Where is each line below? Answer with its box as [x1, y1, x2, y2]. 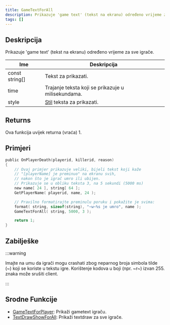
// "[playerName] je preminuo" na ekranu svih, [14, 172, 116, 177]
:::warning [5, 250, 26, 256]
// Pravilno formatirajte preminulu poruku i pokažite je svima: [14, 199, 155, 205]
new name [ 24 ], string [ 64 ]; [14, 186, 80, 191]
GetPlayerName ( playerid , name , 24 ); [14, 190, 96, 195]
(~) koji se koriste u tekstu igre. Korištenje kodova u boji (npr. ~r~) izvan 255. [5, 265, 165, 271]
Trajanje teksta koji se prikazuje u [45, 84, 124, 91]
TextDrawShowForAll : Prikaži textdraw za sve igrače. [12, 314, 123, 320]
